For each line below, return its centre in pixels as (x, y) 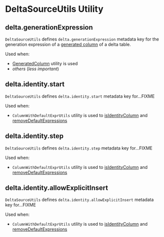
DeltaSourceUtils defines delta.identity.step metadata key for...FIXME (79, 148)
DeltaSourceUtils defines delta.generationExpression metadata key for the (82, 39)
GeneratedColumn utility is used (45, 63)
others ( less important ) (36, 69)
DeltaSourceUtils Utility (54, 9)
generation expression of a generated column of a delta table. (68, 44)
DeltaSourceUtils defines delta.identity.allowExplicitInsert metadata (80, 200)
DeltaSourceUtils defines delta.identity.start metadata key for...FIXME (80, 96)
